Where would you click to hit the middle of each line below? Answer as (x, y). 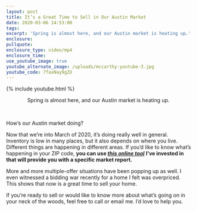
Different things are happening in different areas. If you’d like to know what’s (99, 147)
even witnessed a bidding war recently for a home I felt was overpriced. (93, 177)
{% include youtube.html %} (40, 89)
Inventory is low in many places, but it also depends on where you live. (92, 141)
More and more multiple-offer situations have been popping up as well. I (94, 171)
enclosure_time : (26, 56)
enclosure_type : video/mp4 (39, 50)
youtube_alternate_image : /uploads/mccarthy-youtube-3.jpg (80, 66)
